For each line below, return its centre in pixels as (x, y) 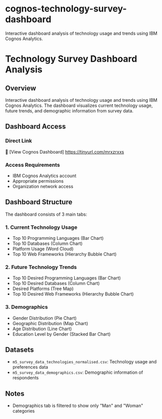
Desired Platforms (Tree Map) (43, 289)
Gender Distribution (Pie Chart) (44, 318)
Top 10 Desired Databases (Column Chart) (56, 284)
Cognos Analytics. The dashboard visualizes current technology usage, (79, 105)
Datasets (20, 350)
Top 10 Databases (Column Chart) (47, 243)
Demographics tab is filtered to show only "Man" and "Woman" (78, 406)
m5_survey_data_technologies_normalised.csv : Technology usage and (85, 362)
